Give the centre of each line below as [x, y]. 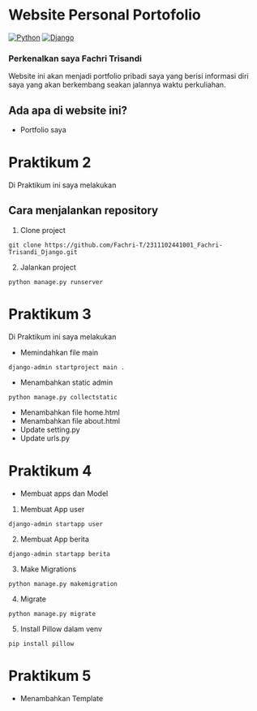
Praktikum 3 [50, 314]
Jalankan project [48, 267]
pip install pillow [41, 644]
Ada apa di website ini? [68, 110]
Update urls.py [45, 438]
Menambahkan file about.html [70, 420]
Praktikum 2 [50, 163]
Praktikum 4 [50, 470]
